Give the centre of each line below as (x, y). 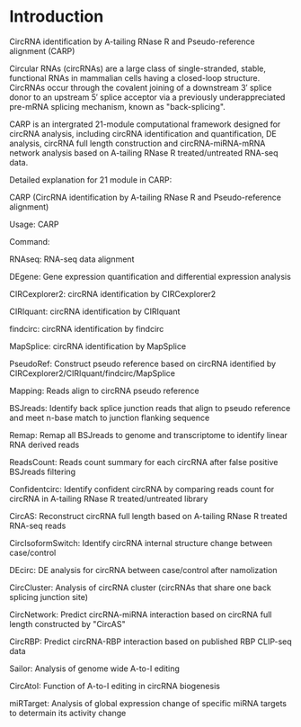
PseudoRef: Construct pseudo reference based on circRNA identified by (143, 363)
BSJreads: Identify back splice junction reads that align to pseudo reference (150, 408)
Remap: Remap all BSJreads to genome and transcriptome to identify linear (148, 435)
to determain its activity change (68, 713)
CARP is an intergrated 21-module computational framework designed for (145, 124)
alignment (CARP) (42, 50)
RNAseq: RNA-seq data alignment (72, 259)
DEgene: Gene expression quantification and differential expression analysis (150, 276)
